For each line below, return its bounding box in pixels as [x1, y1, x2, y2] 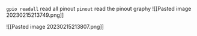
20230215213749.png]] [6, 11, 64, 19]
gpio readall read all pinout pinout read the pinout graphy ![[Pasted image [6, 5, 192, 12]
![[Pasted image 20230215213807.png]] [6, 23, 104, 30]
